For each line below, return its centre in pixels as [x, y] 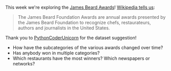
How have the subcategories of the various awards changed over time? [88, 47]
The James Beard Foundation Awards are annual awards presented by [92, 17]
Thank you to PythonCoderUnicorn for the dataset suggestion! [71, 38]
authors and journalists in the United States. [64, 28]
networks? [24, 64]
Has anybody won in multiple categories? [56, 53]
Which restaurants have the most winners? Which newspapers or [81, 58]
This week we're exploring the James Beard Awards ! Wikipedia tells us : [80, 7]
